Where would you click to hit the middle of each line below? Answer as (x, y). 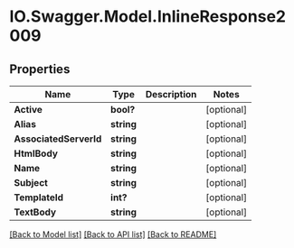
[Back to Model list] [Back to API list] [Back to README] (113, 234)
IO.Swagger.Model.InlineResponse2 (148, 17)
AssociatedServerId (58, 139)
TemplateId (39, 197)
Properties (40, 69)
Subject (31, 183)
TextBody (35, 212)
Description (171, 94)
